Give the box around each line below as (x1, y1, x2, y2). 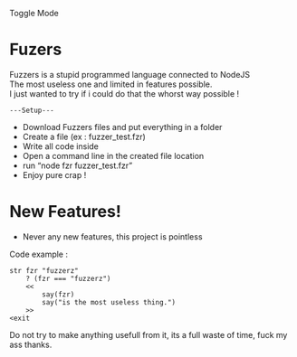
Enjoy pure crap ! (22, 169, 87, 180)
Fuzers (9, 40, 62, 60)
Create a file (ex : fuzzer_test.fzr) (22, 131, 147, 142)
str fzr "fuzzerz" (9, 266, 79, 275)
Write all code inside (22, 140, 100, 152)
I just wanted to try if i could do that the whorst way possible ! (9, 88, 240, 99)
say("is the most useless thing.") (42, 297, 177, 306)
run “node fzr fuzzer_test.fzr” (22, 160, 133, 171)
